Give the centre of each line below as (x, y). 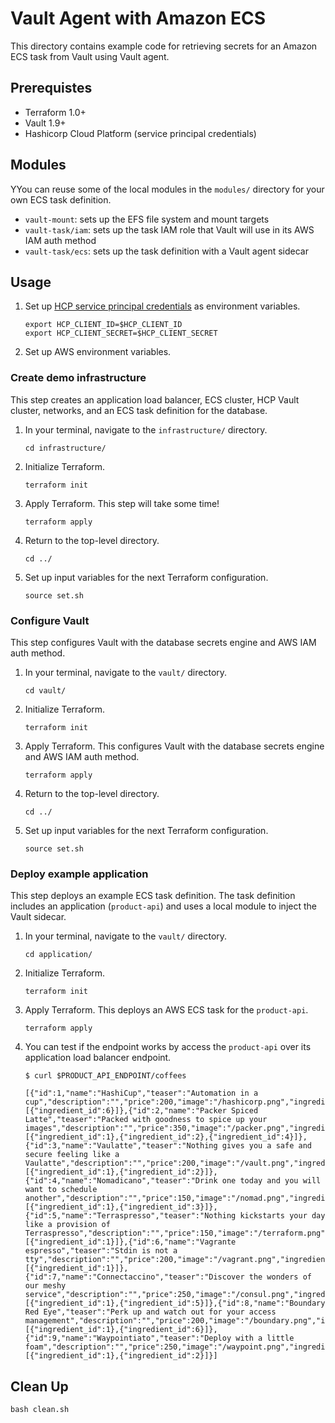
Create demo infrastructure (78, 378)
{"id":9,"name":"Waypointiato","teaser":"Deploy (128, 1338)
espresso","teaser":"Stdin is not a (101, 1251)
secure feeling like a (72, 1155)
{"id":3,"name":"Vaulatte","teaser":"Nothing (121, 1146)
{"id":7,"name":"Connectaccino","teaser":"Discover (134, 1277)
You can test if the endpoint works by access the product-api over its (168, 1047)
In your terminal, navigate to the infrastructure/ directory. (146, 429)
